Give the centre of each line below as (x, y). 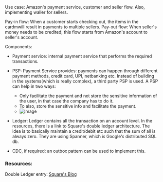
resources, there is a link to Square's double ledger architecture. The (81, 126)
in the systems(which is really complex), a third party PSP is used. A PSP (85, 81)
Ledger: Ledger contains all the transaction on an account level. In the (82, 121)
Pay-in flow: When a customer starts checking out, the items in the (72, 22)
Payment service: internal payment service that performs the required (82, 56)
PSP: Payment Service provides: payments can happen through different (85, 71)
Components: (19, 47)
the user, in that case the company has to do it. (66, 101)
